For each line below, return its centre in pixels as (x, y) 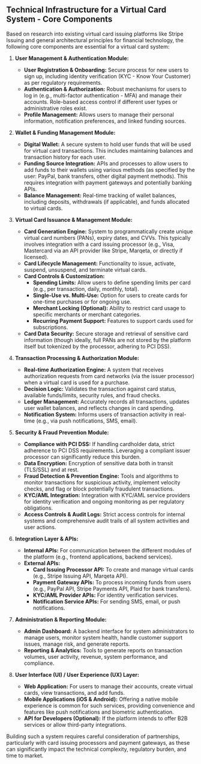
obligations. (38, 508)
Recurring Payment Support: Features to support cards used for (113, 320)
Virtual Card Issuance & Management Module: (74, 219)
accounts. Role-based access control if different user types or (101, 102)
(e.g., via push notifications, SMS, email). (87, 421)
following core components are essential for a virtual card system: (88, 46)
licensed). (36, 257)
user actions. (40, 527)
